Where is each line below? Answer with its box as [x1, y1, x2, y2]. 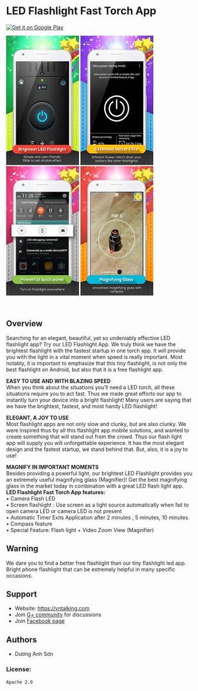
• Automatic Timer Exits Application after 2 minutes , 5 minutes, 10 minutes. [6, 514, 190, 521]
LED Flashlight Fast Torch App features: [6, 488, 106, 496]
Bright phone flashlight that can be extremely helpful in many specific [6, 565, 176, 573]
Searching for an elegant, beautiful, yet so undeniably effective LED [6, 334, 171, 342]
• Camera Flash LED [6, 495, 56, 502]
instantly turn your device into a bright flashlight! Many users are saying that [6, 396, 192, 403]
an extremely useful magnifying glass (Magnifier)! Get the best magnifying [6, 476, 187, 483]
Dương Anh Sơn [14, 651, 53, 658]
